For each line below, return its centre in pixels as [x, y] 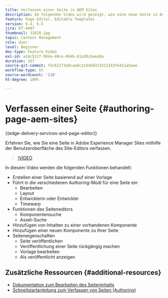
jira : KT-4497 [20, 28]
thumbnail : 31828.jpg [28, 33]
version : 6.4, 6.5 [24, 24]
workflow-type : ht [24, 70]
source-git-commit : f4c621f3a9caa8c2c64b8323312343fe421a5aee [71, 65]
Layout [27, 193]
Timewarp [30, 203]
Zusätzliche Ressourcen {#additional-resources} [83, 273]
